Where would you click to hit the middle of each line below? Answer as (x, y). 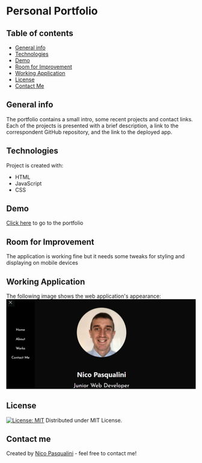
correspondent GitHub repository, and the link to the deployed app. (89, 132)
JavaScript (28, 183)
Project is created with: (35, 165)
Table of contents (40, 33)
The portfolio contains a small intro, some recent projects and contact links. (100, 119)
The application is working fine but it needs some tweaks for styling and (96, 256)
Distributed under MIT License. (84, 420)
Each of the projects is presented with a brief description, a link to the (93, 126)
